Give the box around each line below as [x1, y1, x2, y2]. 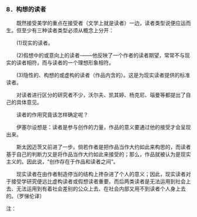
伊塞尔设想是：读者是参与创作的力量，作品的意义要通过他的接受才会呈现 [16, 124, 191, 131]
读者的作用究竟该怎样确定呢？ [16, 111, 89, 118]
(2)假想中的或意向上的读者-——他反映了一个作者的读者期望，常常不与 [16, 52, 185, 59]
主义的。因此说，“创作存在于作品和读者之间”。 [6, 158, 119, 165]
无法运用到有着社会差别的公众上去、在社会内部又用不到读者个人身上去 [16, 185, 186, 192]
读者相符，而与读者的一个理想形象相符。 [16, 59, 114, 66]
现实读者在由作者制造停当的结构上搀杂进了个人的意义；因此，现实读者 [16, 171, 186, 178]
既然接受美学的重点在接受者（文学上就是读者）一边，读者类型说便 [16, 19, 176, 27]
